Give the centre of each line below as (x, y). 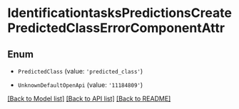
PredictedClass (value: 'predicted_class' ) (80, 71)
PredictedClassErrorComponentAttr (116, 28)
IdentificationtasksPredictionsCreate (119, 13)
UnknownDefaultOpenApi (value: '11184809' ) (80, 85)
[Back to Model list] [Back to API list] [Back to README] (89, 98)
